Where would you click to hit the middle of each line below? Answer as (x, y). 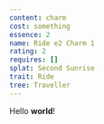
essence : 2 (30, 34)
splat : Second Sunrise (52, 69)
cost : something (40, 26)
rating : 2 (28, 52)
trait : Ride (32, 77)
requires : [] (34, 60)
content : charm (38, 18)
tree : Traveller (40, 85)
